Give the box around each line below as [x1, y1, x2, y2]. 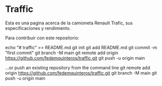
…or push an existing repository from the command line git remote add [5, 65, 151, 71]
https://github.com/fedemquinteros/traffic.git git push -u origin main [5, 55, 146, 61]
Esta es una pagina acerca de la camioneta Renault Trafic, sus [5, 20, 133, 26]
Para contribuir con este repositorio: [5, 35, 80, 41]
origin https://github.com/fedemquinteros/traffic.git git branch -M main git [5, 70, 157, 76]
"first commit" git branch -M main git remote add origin [5, 50, 119, 56]
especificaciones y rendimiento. [5, 25, 71, 31]
